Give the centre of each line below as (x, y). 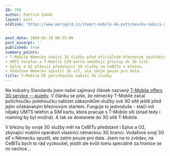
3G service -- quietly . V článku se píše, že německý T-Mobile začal (75, 96)
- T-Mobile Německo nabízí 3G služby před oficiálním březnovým (74, 57)
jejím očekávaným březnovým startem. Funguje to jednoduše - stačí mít (80, 106)
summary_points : (22, 52)
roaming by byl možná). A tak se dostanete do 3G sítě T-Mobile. (72, 117)
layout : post (19, 19)
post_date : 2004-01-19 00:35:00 (39, 38)
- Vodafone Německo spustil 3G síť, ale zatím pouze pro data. (73, 71)
